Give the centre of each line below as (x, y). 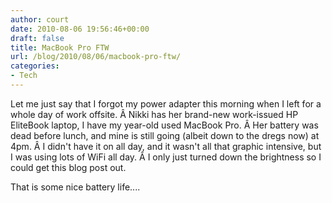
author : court (40, 19)
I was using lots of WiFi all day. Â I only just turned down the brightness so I (166, 157)
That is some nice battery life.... (75, 187)
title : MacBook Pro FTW (60, 47)
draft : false (37, 38)
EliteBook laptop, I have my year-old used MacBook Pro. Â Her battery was (164, 125)
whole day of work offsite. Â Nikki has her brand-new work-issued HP (154, 114)
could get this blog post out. (68, 167)
